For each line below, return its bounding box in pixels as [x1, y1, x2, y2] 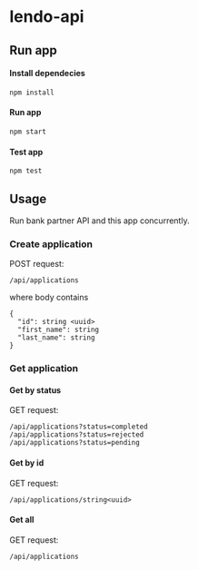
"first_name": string [17, 325, 100, 335]
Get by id [9, 457, 45, 468]
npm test [9, 166, 43, 176]
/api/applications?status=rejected [9, 430, 144, 439]
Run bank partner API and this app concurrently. [9, 215, 190, 226]
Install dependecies [9, 68, 86, 79]
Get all [9, 515, 35, 526]
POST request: [9, 259, 64, 270]
